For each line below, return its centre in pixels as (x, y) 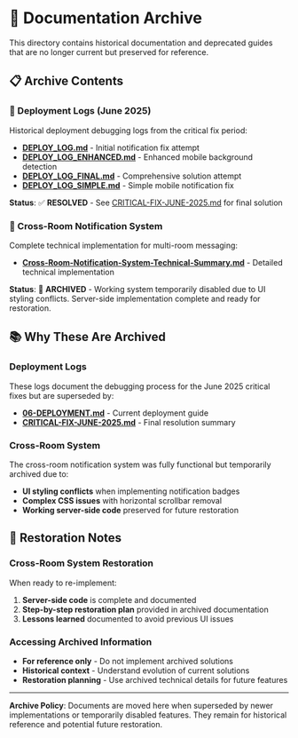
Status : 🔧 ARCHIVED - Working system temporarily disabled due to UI (137, 289)
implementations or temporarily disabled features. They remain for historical (148, 715)
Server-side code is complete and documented (109, 599)
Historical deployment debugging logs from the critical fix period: (129, 130)
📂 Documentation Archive (106, 18)
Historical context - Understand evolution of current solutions (136, 671)
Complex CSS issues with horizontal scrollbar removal (122, 500)
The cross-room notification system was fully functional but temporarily (141, 464)
